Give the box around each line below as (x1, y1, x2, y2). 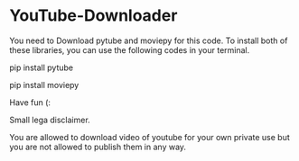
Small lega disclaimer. (9, 114, 90, 125)
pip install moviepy (9, 79, 79, 90)
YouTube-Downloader (9, 5, 178, 26)
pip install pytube (9, 62, 74, 73)
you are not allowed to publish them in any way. (9, 141, 187, 152)
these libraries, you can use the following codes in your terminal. (9, 44, 250, 55)
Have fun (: (9, 96, 51, 108)
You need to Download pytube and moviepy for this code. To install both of (9, 35, 288, 46)
